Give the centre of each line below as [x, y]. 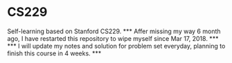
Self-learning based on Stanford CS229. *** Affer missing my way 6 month [114, 31]
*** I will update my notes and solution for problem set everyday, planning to [116, 46]
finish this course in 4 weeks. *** [54, 53]
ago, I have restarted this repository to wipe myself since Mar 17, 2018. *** [113, 38]
